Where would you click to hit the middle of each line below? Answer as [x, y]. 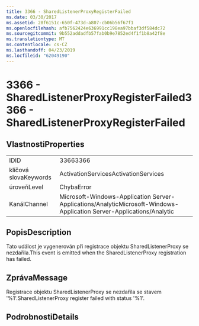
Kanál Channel [29, 204]
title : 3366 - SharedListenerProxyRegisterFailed [69, 12]
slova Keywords [31, 177]
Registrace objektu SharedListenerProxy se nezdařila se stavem [84, 292]
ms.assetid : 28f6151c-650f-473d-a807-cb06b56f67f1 [70, 22]
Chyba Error [76, 187]
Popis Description [39, 232]
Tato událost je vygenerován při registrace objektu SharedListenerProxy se [97, 247]
